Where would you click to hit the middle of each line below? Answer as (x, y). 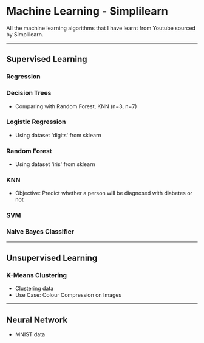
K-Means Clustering (37, 275)
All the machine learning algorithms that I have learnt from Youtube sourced (101, 28)
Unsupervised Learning (52, 258)
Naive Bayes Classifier (40, 232)
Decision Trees (29, 93)
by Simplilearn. (25, 34)
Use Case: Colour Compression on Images (68, 295)
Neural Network (37, 320)
